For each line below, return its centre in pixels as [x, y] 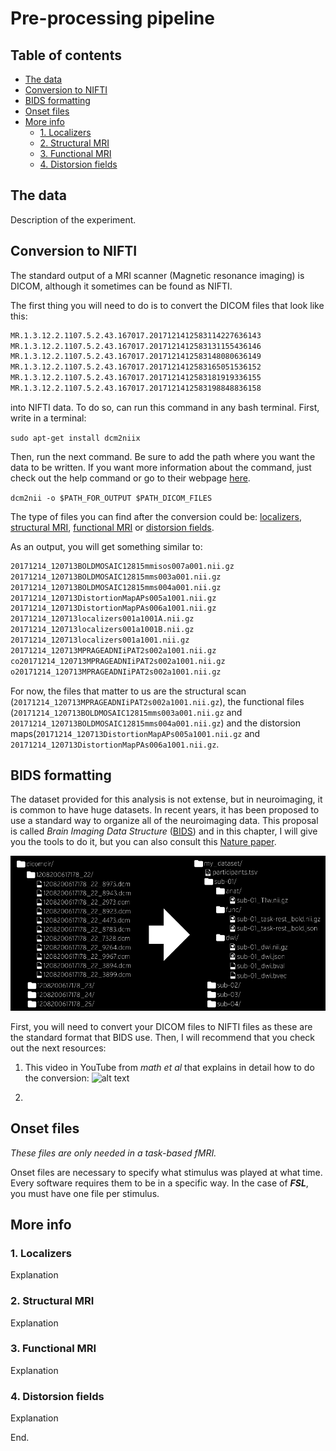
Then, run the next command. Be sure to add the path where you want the [163, 456]
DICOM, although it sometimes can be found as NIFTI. [121, 286]
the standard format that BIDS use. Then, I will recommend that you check [162, 1037]
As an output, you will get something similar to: [106, 546]
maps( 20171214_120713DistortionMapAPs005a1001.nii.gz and [135, 733]
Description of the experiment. [73, 219]
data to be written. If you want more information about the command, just [161, 467]
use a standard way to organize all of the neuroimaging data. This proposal [164, 821]
